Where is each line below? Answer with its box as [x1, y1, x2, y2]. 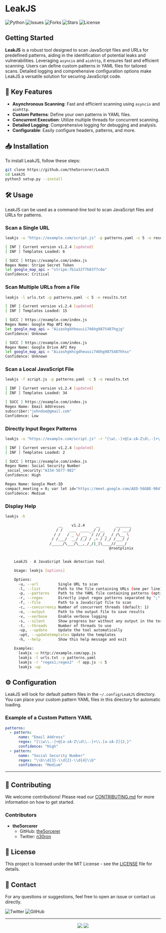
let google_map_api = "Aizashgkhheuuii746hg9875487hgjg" [5, 326, 125, 331]
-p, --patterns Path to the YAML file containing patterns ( [18, 591, 154, 596]
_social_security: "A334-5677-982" [5, 468, 77, 473]
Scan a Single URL [5, 224, 50, 231]
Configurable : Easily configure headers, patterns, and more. [12, 127, 136, 133]
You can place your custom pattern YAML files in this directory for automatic [5, 696, 161, 702]
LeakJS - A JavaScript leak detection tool [14, 559, 105, 564]
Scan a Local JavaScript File [5, 366, 74, 373]
